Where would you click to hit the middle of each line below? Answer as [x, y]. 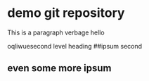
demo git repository [66, 13]
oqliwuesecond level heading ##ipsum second [75, 46]
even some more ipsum [59, 68]
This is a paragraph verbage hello [56, 32]
